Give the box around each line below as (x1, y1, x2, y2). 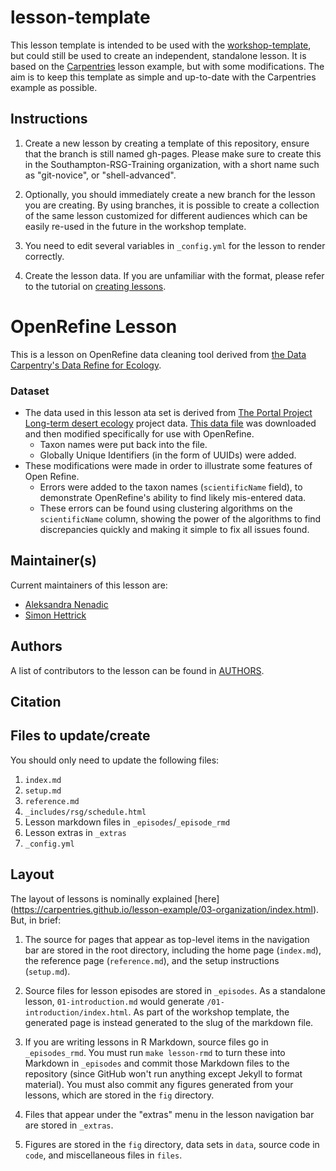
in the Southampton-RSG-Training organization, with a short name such (24, 158, 320, 170)
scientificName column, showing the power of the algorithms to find (39, 512, 322, 525)
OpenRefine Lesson (10, 315, 178, 338)
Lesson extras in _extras (24, 826, 127, 838)
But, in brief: (10, 914, 62, 926)
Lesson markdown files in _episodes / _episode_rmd (24, 816, 231, 828)
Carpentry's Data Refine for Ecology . (10, 359, 162, 371)
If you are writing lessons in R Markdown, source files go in (24, 1036, 269, 1048)
